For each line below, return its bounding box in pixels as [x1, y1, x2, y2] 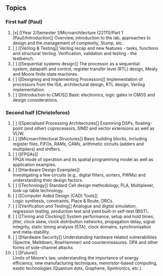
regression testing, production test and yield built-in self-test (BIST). [12, 208, 149, 214]
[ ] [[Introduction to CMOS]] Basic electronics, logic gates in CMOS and [12, 92, 155, 98]
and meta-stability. [12, 229, 50, 235]
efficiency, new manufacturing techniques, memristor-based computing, [12, 260, 158, 266]
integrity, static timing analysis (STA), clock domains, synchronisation [12, 224, 152, 230]
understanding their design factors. [12, 177, 83, 183]
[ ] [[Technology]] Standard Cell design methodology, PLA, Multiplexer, [12, 182, 154, 188]
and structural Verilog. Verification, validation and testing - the [12, 50, 137, 56]
